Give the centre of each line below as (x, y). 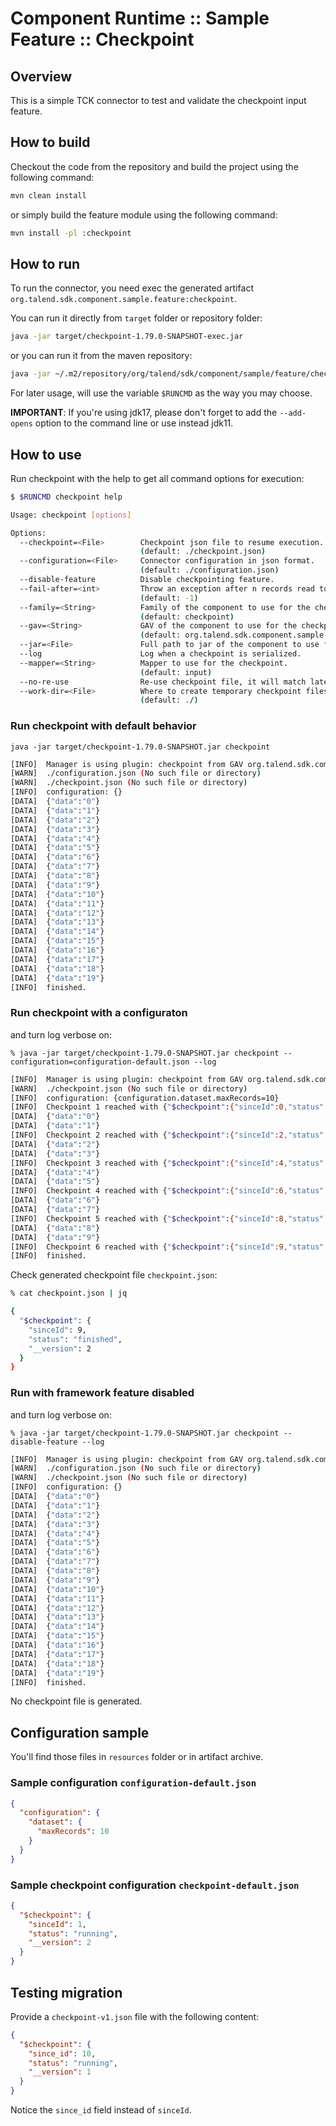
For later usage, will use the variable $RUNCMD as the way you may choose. (161, 393)
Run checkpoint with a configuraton (99, 1013)
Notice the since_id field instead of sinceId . (101, 2110)
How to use (46, 454)
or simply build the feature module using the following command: (144, 214)
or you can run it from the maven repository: (101, 356)
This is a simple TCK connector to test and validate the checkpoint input (158, 100)
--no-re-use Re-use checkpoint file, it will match (163, 682)
